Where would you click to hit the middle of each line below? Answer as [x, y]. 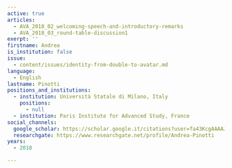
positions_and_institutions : [49, 90]
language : [21, 71]
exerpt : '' [23, 39]
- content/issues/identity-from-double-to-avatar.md [91, 65]
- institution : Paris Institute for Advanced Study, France [101, 116]
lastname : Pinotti [33, 84]
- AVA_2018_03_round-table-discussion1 [71, 33]
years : [17, 142]
